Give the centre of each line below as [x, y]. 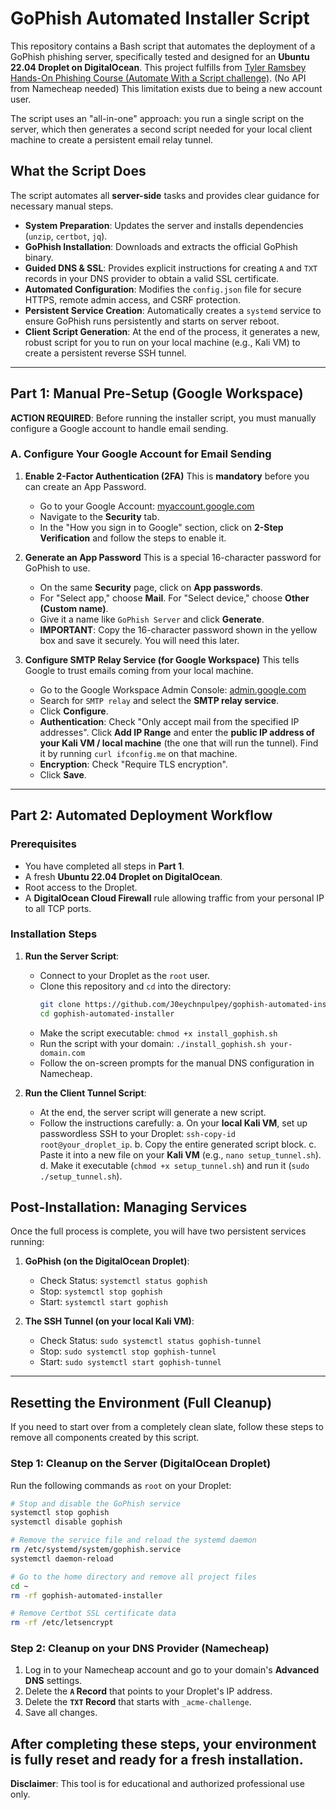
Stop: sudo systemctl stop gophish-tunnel [128, 1351]
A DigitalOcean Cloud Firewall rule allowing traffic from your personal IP [174, 898]
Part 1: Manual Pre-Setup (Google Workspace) [157, 393]
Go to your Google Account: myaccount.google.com [147, 506]
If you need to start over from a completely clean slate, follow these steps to [167, 1427]
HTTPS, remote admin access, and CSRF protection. [132, 299]
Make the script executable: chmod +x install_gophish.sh [158, 1033]
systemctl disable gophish [66, 1522]
